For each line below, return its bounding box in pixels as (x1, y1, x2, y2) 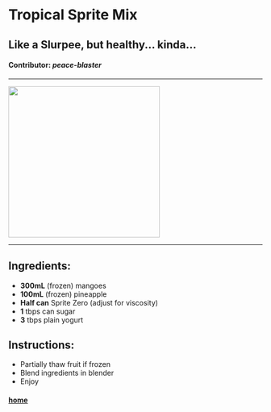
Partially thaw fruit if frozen (19, 360, 111, 369)
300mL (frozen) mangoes (19, 281, 106, 290)
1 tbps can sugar (19, 306, 76, 316)
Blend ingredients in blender (19, 368, 115, 378)
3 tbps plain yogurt (19, 314, 84, 324)
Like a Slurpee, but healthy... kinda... (8, 38, 197, 52)
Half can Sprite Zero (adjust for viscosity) (19, 298, 159, 307)
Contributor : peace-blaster (8, 60, 102, 70)
